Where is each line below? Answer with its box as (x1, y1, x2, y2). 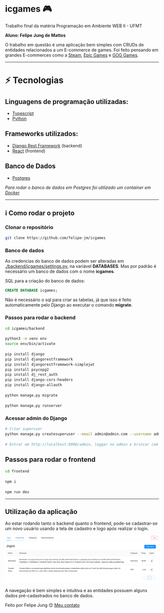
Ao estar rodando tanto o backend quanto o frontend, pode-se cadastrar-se (5, 520, 158, 527)
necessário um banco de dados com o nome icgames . (5, 268, 115, 274)
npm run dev (5, 490, 29, 494)
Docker (5, 189, 20, 195)
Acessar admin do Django (5, 415, 67, 422)
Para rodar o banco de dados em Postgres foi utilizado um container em (5, 184, 151, 190)
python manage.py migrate (5, 393, 58, 398)
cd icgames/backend (5, 326, 45, 331)
